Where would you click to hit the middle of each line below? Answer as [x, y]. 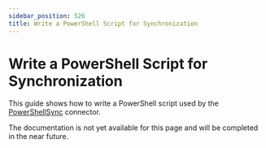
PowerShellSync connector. [55, 112]
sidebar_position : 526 [47, 16]
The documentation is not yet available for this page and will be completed [133, 128]
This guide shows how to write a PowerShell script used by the [114, 103]
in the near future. [39, 137]
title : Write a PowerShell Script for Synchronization [103, 24]
